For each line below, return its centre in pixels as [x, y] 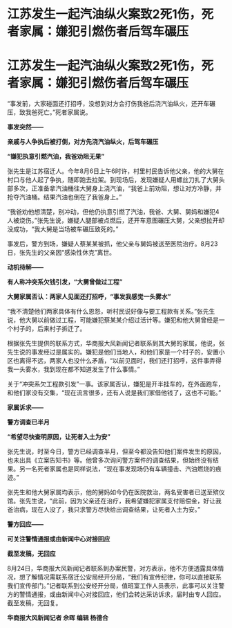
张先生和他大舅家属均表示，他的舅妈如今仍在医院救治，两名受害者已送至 [110, 492]
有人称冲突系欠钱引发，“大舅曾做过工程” [65, 282]
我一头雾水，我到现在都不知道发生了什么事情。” [74, 369]
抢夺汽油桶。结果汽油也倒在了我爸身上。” [65, 197]
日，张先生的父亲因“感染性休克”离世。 [61, 253]
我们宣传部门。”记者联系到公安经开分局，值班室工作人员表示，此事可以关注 [113, 586]
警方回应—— [25, 524]
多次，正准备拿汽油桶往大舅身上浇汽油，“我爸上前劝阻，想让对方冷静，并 [117, 188]
